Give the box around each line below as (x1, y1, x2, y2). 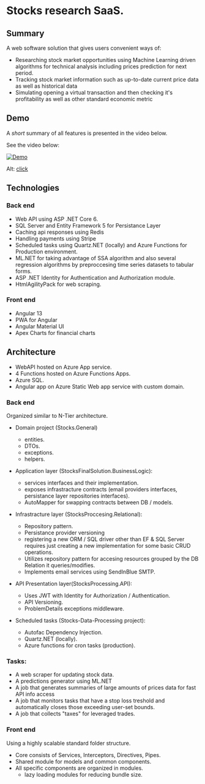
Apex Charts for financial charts (15, 329, 96, 336)
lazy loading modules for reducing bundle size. (24, 771, 143, 778)
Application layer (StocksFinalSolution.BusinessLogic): (15, 467, 153, 474)
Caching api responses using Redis (15, 228, 104, 236)
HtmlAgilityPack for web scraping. (15, 280, 102, 288)
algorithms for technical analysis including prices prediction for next (15, 63, 187, 70)
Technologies (6, 183, 60, 193)
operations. (24, 548, 53, 556)
